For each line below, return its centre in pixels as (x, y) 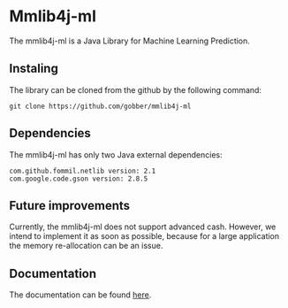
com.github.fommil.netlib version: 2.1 (83, 171)
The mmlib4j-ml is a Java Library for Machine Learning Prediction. (129, 41)
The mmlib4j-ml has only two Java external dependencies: (116, 154)
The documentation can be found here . (80, 295)
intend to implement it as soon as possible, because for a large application (144, 236)
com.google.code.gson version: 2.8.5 (79, 179)
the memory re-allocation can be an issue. (86, 246)
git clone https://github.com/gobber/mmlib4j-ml (100, 106)
